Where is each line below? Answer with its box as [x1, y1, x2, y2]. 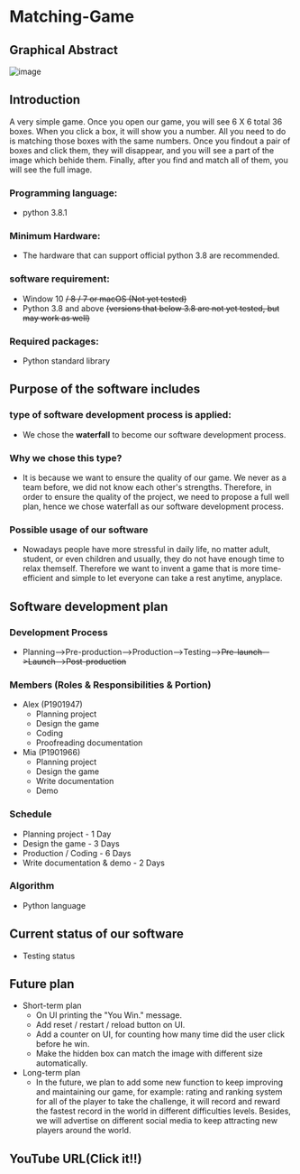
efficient [22, 573, 54, 584]
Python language [22, 900, 86, 911]
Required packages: [9, 335, 99, 347]
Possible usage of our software [9, 523, 149, 536]
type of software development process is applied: [9, 409, 232, 421]
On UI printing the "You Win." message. [35, 1010, 183, 1021]
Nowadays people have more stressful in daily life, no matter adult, [22, 544, 270, 555]
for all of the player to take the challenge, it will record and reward [35, 1096, 281, 1107]
